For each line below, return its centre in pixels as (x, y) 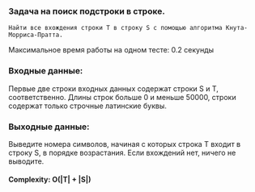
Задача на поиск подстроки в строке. (87, 11)
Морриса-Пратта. (36, 35)
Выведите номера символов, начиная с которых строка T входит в (125, 144)
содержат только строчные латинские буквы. (88, 106)
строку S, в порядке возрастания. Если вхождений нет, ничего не (122, 152)
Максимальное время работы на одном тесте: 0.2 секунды (111, 50)
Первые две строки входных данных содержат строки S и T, (113, 88)
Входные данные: (46, 71)
